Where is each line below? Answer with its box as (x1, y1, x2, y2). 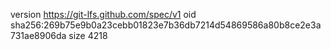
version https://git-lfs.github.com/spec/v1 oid (10, 9, 197, 20)
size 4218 (68, 30, 108, 41)
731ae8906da (10, 30, 67, 41)
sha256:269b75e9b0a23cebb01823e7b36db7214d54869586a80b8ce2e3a (10, 19, 322, 31)
